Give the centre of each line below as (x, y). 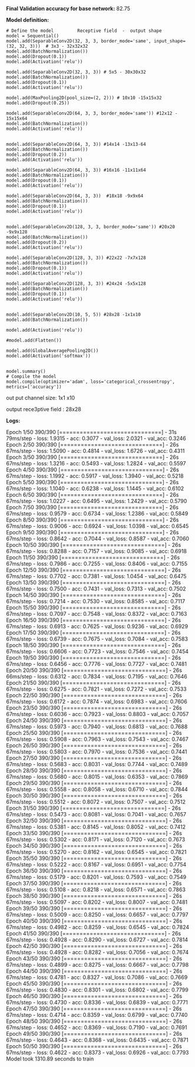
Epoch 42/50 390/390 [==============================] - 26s (94, 946)
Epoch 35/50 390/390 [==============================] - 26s (94, 858)
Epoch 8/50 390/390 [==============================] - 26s (92, 520)
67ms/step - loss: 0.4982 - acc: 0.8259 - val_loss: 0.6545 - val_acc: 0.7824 (98, 927)
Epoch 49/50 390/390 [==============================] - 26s (94, 1034)
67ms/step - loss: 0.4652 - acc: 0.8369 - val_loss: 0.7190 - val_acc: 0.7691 (97, 1027)
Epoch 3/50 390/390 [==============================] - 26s (92, 457)
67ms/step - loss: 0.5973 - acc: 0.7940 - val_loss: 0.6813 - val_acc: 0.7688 (97, 727)
